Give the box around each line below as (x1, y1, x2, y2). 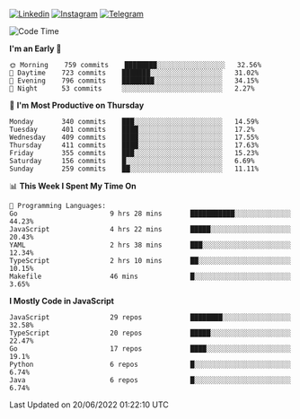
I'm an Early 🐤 (9, 43, 62, 54)
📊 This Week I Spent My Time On (9, 180, 137, 191)
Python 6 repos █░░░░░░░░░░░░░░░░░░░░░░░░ (9, 360, 292, 369)
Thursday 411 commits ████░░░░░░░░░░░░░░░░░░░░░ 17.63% (9, 141, 259, 150)
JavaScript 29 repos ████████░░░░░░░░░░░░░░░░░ (9, 313, 292, 322)
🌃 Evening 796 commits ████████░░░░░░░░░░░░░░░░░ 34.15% (9, 76, 259, 85)
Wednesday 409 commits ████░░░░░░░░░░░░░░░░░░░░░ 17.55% (9, 133, 259, 142)
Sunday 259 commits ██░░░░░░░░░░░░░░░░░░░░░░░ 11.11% (9, 164, 259, 173)
